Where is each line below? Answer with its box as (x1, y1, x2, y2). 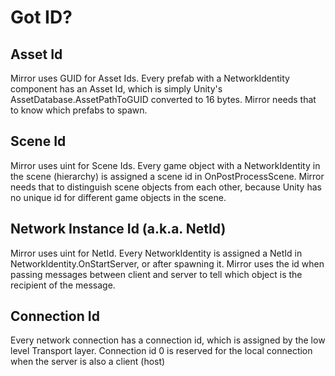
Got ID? (10, 6, 73, 29)
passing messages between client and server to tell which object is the (10, 268, 303, 280)
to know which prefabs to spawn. (10, 104, 148, 116)
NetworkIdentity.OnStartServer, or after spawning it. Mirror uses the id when (10, 257, 325, 270)
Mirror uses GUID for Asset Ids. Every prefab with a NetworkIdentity (10, 72, 290, 84)
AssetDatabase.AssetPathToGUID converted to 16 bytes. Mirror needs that (10, 94, 317, 105)
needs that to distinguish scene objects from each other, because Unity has (10, 181, 322, 193)
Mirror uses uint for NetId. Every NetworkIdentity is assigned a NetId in (10, 247, 303, 259)
